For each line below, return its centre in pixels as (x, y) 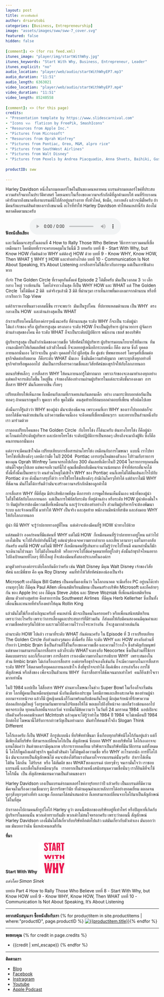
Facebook (23, 974)
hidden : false (20, 41)
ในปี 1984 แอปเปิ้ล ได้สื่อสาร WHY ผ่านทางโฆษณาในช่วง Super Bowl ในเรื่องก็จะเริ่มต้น (79, 687)
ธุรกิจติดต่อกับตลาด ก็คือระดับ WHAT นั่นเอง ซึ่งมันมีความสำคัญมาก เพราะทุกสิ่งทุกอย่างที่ (78, 358)
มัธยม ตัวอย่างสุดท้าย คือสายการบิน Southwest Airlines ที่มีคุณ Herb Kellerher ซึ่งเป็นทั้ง (82, 598)
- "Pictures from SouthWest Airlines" (45, 149)
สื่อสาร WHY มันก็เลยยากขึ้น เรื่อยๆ (34, 384)
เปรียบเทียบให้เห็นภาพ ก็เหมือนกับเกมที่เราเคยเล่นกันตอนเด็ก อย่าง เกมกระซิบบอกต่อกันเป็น (79, 394)
